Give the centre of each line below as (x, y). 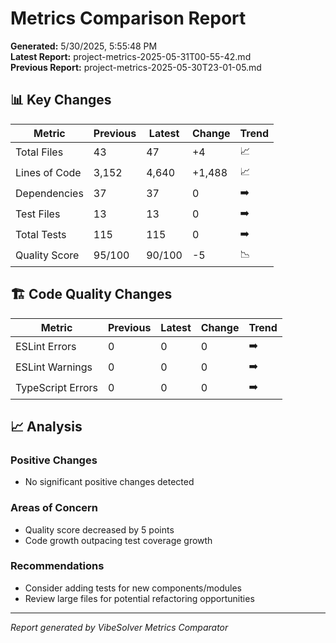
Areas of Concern (54, 508)
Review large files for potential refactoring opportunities (139, 598)
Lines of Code (48, 173)
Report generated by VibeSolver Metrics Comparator (119, 627)
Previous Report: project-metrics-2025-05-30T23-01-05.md (136, 67)
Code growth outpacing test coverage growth (118, 540)
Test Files (38, 214)
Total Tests (41, 235)
